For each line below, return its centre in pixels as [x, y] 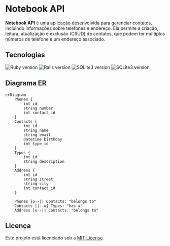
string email [37, 135]
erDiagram [16, 95]
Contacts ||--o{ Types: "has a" [48, 206]
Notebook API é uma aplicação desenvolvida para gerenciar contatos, [79, 23]
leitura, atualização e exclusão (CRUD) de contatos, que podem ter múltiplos [85, 33]
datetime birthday [43, 139]
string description [44, 161]
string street [38, 179]
